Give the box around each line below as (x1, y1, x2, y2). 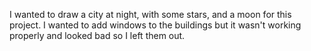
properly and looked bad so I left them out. (9, 30, 186, 41)
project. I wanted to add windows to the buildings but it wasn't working (9, 19, 302, 31)
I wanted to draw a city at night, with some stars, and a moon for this (9, 9, 292, 20)
